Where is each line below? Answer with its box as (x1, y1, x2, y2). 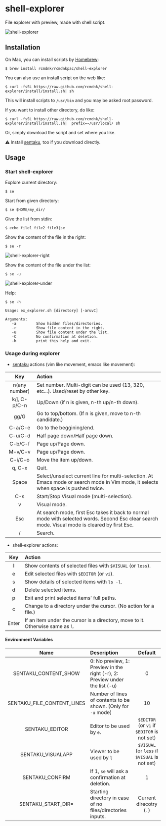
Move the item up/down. (36, 456, 93, 463)
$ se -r (5, 244, 21, 249)
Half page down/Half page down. (36, 432, 114, 439)
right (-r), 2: (90, 670, 119, 676)
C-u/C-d (9, 432, 31, 439)
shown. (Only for (90, 703, 129, 710)
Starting (90, 788, 109, 795)
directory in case (90, 794, 129, 801)
